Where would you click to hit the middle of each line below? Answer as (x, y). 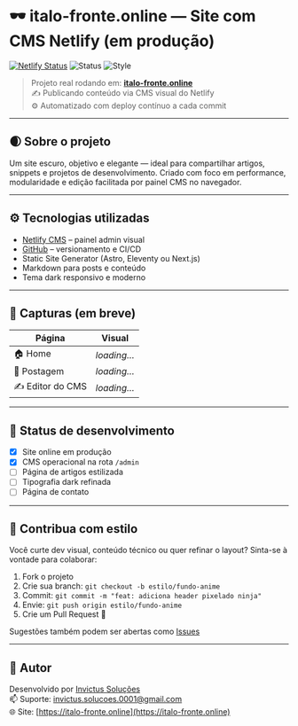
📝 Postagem (39, 371)
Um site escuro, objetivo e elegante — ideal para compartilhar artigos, (137, 163)
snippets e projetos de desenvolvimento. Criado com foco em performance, (148, 172)
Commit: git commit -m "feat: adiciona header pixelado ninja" (142, 596)
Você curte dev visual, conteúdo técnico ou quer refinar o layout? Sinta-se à (149, 550)
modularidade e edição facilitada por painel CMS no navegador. (125, 182)
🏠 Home (32, 354)
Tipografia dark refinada (67, 482)
